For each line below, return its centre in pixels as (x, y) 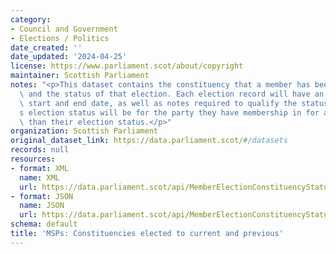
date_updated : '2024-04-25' (69, 57)
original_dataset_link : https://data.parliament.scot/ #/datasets (149, 141)
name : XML (39, 177)
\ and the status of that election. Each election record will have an (172, 94)
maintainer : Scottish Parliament (80, 76)
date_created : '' (46, 47)
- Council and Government (64, 29)
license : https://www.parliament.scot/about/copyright (127, 66)
